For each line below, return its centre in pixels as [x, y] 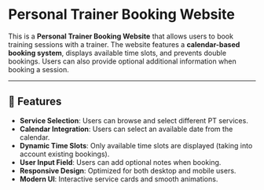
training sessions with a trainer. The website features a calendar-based [124, 44]
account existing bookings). [64, 154]
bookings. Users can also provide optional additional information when [123, 61]
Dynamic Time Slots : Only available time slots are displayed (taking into [136, 145]
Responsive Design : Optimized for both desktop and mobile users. [128, 170]
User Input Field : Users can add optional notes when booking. [120, 162]
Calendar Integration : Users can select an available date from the [126, 129]
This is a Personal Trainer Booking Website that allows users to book [121, 36]
